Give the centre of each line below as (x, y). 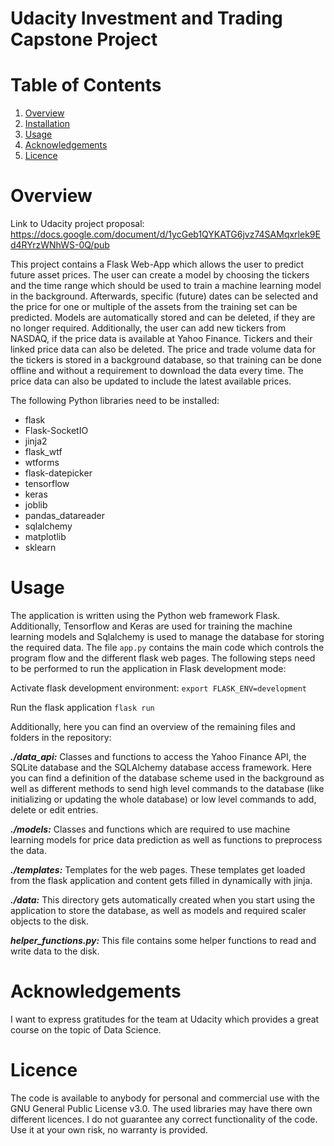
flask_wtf (43, 452)
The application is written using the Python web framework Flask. (145, 615)
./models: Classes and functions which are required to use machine (150, 829)
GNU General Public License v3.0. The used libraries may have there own (161, 1108)
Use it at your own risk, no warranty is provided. (109, 1129)
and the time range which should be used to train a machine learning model (166, 286)
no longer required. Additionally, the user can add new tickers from (148, 328)
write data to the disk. (55, 951)
